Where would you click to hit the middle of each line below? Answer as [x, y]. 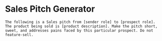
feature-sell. [19, 35]
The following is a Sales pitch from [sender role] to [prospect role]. [80, 22]
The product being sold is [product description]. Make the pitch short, [81, 26]
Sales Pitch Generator [50, 9]
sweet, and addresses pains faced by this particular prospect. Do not [79, 30]
